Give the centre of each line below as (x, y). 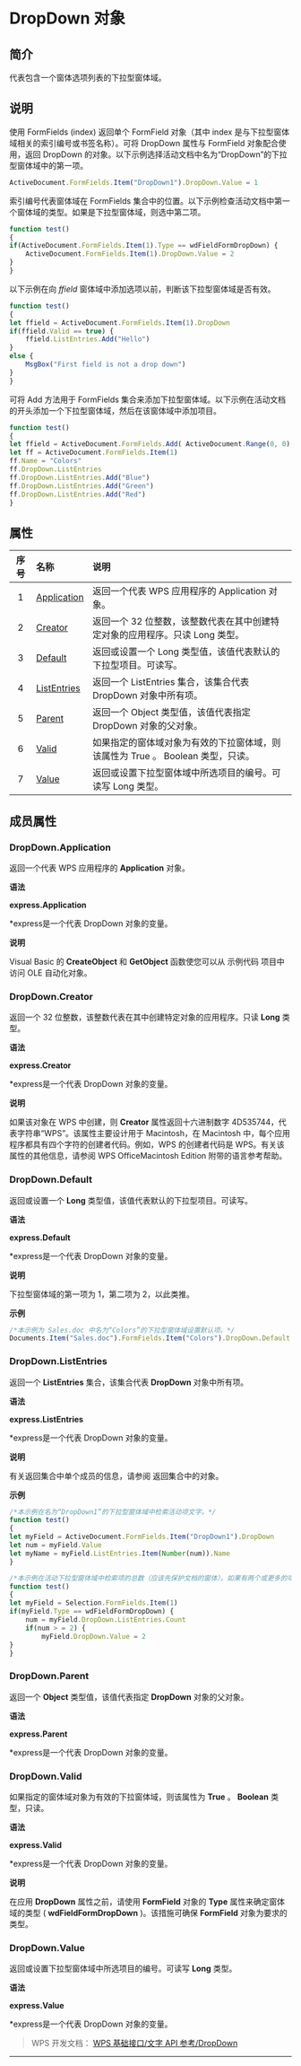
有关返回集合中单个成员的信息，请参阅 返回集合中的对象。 (116, 1475)
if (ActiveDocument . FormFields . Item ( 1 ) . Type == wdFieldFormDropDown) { (144, 246)
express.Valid (36, 1845)
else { (21, 356)
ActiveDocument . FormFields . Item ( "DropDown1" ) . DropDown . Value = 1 (134, 182)
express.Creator (40, 1065)
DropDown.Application (60, 847)
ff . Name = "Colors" (46, 461)
